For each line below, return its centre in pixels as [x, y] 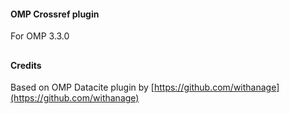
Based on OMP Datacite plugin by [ [82, 87]
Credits [26, 65]
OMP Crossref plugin [55, 14]
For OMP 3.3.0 [40, 36]
